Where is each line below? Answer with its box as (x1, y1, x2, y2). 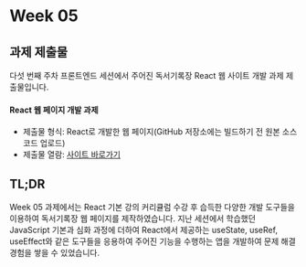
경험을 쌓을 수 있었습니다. (9, 248, 100, 259)
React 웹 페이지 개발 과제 (9, 104, 99, 115)
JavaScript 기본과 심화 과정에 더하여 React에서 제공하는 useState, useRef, (9, 225, 279, 236)
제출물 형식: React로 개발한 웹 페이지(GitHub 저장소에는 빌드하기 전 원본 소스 (22, 126, 298, 137)
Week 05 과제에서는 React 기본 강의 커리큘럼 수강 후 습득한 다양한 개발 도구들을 (9, 202, 295, 213)
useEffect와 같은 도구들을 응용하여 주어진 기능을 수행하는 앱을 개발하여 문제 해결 (9, 236, 297, 247)
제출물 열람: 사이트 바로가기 (22, 149, 121, 160)
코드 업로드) (22, 138, 66, 149)
